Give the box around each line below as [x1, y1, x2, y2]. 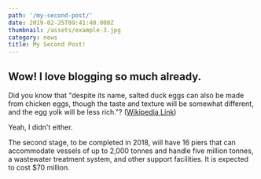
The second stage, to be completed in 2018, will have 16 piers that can [8, 137, 236, 147]
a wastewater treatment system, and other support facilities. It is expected [8, 154, 249, 163]
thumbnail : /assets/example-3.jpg [8, 26, 122, 34]
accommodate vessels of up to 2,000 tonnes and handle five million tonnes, [8, 146, 254, 155]
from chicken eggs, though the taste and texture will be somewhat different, [8, 99, 254, 108]
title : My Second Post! [8, 41, 86, 49]
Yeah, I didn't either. [8, 122, 73, 132]
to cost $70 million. [8, 163, 71, 172]
